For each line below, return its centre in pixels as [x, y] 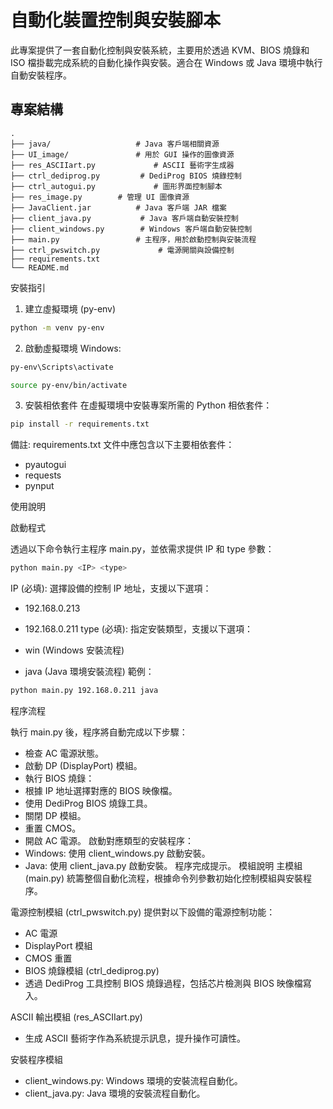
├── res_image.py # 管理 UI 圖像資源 [100, 197]
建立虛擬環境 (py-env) [70, 308]
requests [43, 475]
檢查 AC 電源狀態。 [64, 753]
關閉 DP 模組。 [55, 815]
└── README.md [40, 267]
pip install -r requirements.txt [80, 424]
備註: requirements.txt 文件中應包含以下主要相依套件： [122, 445]
